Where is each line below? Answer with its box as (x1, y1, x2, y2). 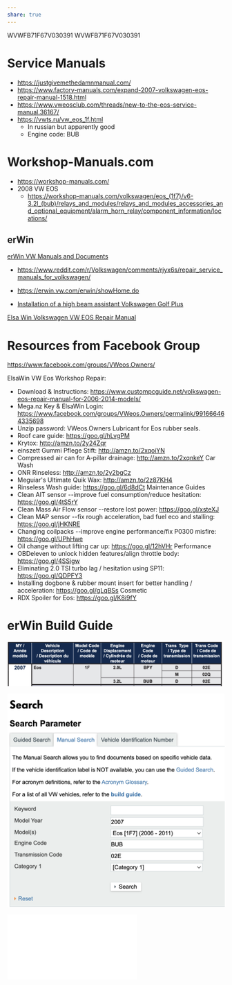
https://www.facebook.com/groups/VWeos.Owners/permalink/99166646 (17, 410, 225, 418)
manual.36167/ (17, 107, 60, 116)
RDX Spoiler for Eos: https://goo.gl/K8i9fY (17, 593, 137, 602)
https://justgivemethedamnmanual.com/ (17, 78, 131, 87)
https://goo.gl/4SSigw (17, 557, 81, 565)
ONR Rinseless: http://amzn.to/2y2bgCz (17, 469, 131, 477)
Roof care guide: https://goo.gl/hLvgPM (17, 432, 130, 440)
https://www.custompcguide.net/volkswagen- (90, 387, 222, 396)
